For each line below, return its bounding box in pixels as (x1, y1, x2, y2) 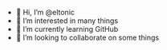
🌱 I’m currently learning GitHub (15, 25, 119, 33)
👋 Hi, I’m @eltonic (15, 8, 75, 17)
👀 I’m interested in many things (15, 16, 119, 25)
